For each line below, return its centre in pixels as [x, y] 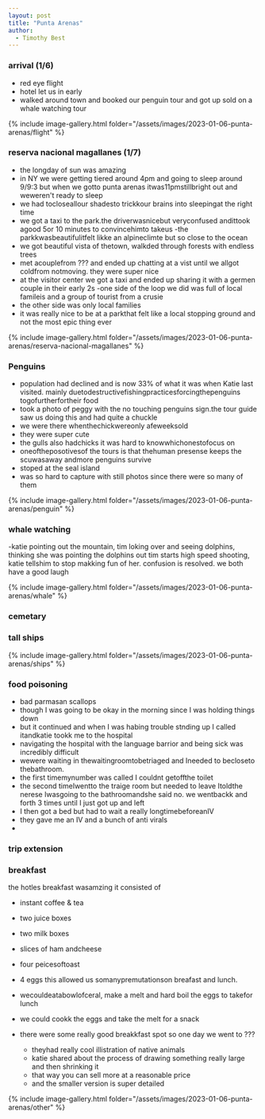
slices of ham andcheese [61, 949]
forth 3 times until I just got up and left [82, 803]
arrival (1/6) [31, 66]
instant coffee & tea [52, 903]
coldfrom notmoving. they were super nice [89, 271]
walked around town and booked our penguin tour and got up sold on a [136, 99]
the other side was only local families [80, 305]
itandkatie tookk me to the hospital [76, 735]
